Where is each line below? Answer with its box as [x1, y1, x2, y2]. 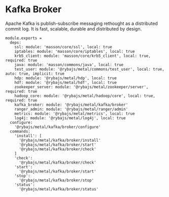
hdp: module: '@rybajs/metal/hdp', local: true [14, 75, 117, 81]
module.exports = [5, 36, 42, 41]
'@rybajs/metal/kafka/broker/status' [18, 186, 99, 191]
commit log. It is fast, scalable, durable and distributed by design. [5, 25, 142, 31]
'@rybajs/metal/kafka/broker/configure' [14, 124, 101, 129]
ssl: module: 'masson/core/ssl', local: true [14, 44, 113, 49]
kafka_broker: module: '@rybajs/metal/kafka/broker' [14, 102, 128, 107]
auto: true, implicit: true [5, 71, 65, 76]
